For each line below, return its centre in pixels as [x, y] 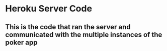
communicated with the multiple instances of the [84, 34]
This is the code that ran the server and [68, 27]
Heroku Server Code [49, 9]
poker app [21, 42]
